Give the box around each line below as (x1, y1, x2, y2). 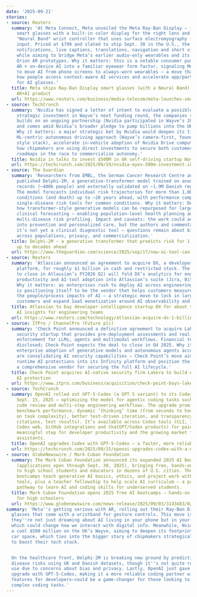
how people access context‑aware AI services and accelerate (16, 74, 169, 80)
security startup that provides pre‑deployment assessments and (16, 331, 177, 337)
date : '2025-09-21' (6, 8, 54, 15)
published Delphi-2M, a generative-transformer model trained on (16, 178, 180, 184)
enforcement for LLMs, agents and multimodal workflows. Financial (16, 336, 185, 343)
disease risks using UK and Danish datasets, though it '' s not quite (11, 560, 185, 566)
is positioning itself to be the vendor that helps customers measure (16, 288, 193, 294)
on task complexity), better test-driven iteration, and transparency (16, 413, 193, 419)
